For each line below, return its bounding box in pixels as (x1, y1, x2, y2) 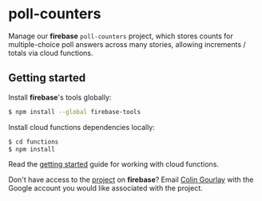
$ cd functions (8, 137, 59, 146)
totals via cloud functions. (8, 48, 93, 57)
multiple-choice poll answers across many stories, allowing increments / (8, 39, 246, 49)
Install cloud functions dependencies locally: (8, 122, 156, 132)
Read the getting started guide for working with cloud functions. (8, 160, 220, 169)
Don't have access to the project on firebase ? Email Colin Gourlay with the (8, 175, 254, 184)
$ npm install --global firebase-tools (8, 108, 141, 116)
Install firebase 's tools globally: (8, 93, 112, 102)
